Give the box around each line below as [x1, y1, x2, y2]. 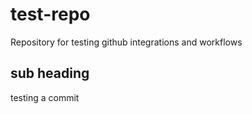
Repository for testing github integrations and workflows [10, 36, 243, 48]
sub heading [10, 65, 90, 82]
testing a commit [10, 91, 80, 103]
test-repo [10, 3, 91, 26]
